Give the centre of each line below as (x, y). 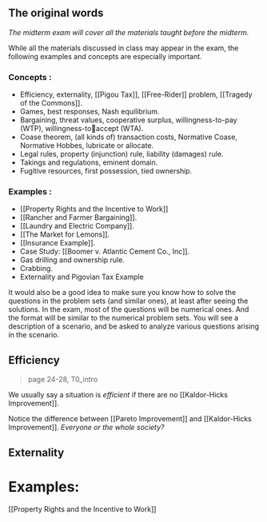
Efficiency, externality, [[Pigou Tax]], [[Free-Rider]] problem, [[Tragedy (136, 94)
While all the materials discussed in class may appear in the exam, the (124, 48)
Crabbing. (36, 269)
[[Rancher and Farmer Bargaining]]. (78, 217)
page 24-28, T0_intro (63, 380)
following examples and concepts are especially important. (105, 56)
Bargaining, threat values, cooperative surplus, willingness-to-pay (128, 120)
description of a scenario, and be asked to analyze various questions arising (134, 326)
